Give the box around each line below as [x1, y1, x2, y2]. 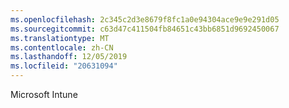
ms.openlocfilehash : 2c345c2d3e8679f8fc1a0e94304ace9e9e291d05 [10, 14, 280, 25]
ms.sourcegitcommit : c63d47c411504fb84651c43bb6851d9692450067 [10, 24, 280, 34]
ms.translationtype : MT [10, 33, 110, 43]
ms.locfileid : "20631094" [10, 61, 118, 71]
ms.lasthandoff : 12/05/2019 [10, 52, 128, 62]
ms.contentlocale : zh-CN [10, 42, 114, 53]
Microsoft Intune [10, 89, 78, 100]
